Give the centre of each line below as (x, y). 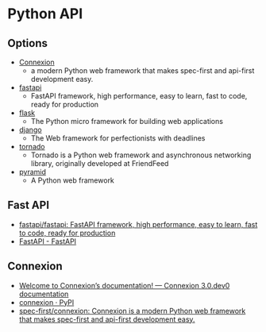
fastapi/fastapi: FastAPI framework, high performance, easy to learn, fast (138, 224)
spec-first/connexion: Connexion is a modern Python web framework (132, 311)
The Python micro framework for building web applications (127, 121)
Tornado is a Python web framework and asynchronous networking (141, 155)
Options (28, 43)
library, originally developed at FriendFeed (100, 163)
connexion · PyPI (46, 302)
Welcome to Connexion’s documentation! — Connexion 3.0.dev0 (124, 285)
